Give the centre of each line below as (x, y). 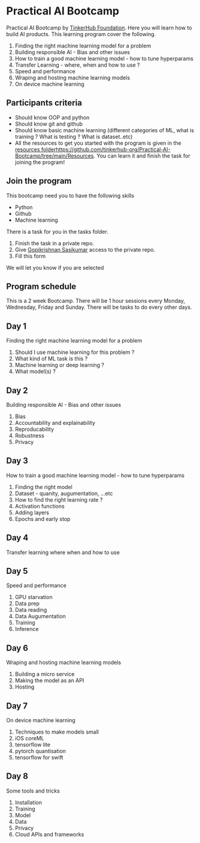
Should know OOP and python (52, 117)
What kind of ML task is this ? (51, 359)
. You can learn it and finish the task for (142, 156)
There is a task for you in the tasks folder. (57, 231)
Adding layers (32, 513)
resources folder (35, 149)
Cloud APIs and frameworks (49, 834)
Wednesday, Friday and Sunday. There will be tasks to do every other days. (99, 307)
